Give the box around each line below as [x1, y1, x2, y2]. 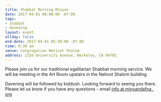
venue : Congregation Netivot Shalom [5, 48, 80, 53]
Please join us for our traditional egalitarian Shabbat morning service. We [5, 66, 152, 72]
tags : [5, 16, 16, 21]
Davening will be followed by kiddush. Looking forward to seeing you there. [5, 81, 157, 87]
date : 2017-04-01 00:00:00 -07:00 [5, 12, 76, 17]
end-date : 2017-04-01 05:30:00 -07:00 [5, 39, 84, 44]
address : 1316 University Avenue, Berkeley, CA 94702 [5, 52, 117, 58]
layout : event [5, 30, 34, 35]
